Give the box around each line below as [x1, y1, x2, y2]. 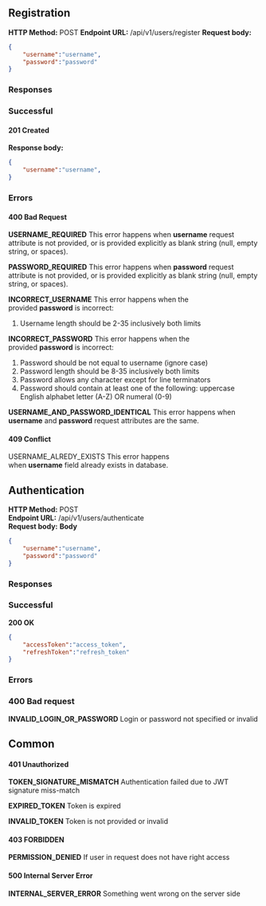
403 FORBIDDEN [8, 834, 65, 845]
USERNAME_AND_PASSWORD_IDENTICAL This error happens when [8, 407, 236, 417]
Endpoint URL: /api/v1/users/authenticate [8, 513, 145, 523]
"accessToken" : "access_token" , [22, 640, 127, 649]
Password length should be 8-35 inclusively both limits [19, 366, 200, 376]
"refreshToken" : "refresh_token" [22, 648, 130, 656]
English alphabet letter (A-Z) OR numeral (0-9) [19, 392, 173, 402]
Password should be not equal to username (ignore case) [19, 358, 209, 368]
